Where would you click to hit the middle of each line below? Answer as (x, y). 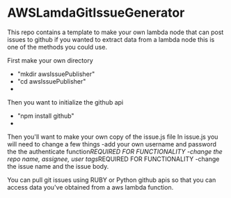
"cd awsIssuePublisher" (51, 81)
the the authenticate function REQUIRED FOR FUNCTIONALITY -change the (115, 151)
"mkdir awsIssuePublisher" (56, 74)
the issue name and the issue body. (58, 166)
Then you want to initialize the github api (65, 102)
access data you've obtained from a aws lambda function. (90, 187)
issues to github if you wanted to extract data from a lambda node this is (111, 39)
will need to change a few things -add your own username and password (112, 144)
